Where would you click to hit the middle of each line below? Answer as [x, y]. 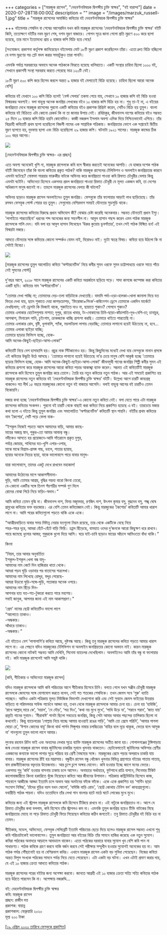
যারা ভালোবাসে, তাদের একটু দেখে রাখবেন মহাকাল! [40, 465]
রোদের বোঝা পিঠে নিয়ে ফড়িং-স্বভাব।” [32, 491]
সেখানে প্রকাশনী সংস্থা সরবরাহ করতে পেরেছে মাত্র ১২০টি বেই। [48, 70]
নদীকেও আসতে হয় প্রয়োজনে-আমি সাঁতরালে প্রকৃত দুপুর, [44, 438]
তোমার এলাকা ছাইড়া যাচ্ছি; [24, 329]
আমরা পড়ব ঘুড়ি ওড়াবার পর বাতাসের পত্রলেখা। [38, 571]
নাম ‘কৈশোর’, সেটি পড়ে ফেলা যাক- [30, 417]
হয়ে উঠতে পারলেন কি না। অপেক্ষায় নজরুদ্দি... [38, 879]
